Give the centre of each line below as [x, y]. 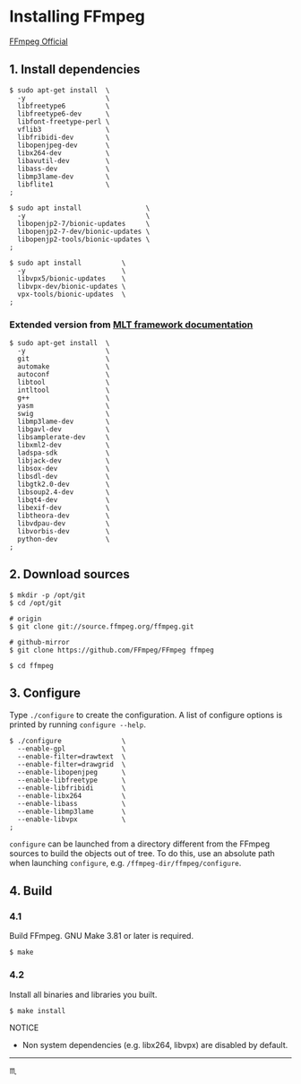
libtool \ [64, 383]
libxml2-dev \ [64, 446]
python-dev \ [64, 540]
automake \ [64, 367]
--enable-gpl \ [72, 749]
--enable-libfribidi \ [72, 788]
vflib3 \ [64, 129]
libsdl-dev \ [64, 477]
